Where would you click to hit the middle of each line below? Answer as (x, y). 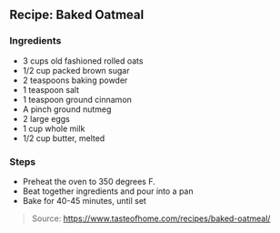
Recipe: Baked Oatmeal (77, 15)
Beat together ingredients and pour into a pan (108, 191)
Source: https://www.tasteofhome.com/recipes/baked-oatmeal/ (151, 218)
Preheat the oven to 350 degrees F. (89, 181)
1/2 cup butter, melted (64, 138)
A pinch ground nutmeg (67, 109)
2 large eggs (46, 118)
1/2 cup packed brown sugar (76, 70)
